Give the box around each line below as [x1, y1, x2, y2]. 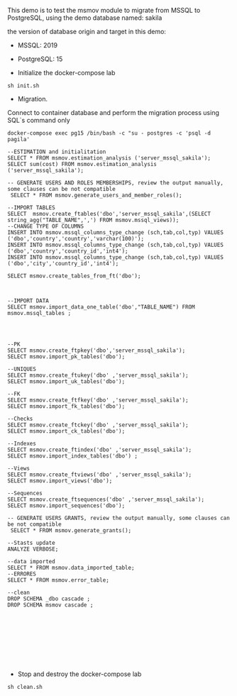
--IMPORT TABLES [7, 204, 55, 211]
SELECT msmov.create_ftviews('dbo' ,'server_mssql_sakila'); [7, 471, 192, 478]
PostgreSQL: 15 [17, 55, 63, 63]
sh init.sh [7, 82, 40, 89]
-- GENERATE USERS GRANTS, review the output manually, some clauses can [7, 514, 231, 521]
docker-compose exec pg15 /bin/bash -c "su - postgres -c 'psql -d [7, 130, 211, 137]
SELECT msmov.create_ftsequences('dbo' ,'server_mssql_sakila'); [7, 496, 204, 503]
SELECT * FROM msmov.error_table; [7, 577, 110, 584]
